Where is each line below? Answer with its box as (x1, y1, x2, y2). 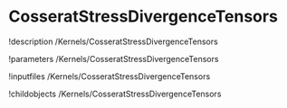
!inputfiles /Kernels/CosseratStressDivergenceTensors (8, 70, 211, 82)
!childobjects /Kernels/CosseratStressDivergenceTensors (8, 88, 222, 99)
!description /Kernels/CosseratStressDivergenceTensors (8, 36, 218, 47)
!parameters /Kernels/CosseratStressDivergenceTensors (8, 53, 219, 64)
